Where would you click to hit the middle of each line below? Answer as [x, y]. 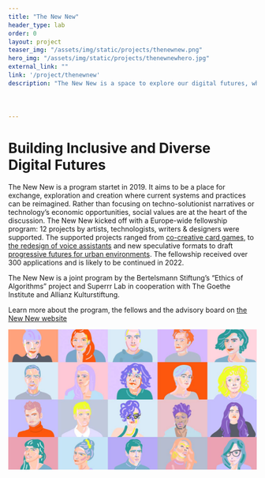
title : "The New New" [44, 17]
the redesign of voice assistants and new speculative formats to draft [121, 246]
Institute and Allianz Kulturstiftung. [64, 295]
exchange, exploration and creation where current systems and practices [127, 196]
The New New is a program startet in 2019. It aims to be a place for [117, 187]
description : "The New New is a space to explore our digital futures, [128, 83]
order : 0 [22, 33]
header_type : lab [37, 25]
